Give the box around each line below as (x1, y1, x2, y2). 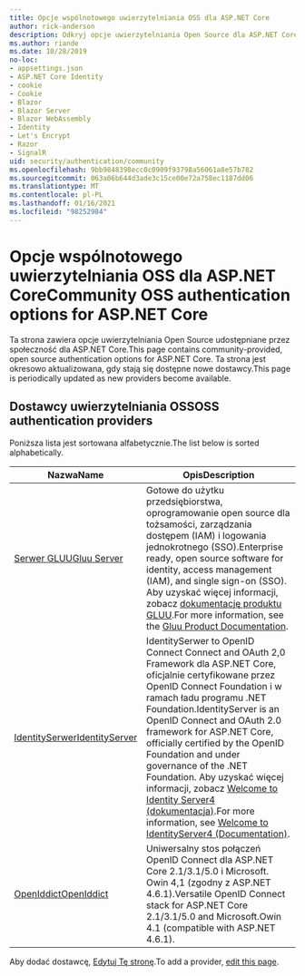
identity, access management (146, 563, 272, 576)
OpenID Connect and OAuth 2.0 (146, 714, 282, 727)
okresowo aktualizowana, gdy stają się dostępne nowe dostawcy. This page (9, 363, 291, 374)
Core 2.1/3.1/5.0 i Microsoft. (146, 864, 270, 877)
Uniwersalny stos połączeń (146, 842, 261, 854)
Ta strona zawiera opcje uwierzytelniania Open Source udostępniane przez (9, 334, 290, 345)
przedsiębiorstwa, (146, 495, 223, 508)
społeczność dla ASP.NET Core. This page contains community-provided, (9, 344, 283, 355)
